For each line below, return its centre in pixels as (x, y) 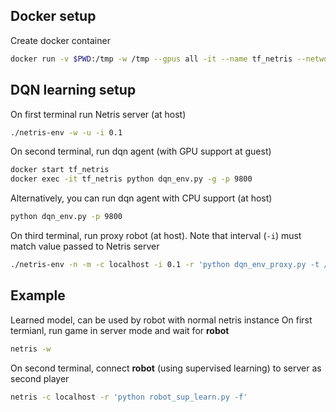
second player (40, 378)
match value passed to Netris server (85, 246)
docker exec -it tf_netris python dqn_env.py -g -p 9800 (131, 179)
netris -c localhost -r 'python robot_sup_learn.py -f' (129, 397)
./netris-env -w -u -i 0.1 (66, 132)
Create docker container (60, 40)
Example (38, 295)
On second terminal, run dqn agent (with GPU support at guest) (141, 151)
